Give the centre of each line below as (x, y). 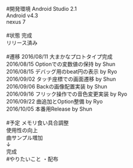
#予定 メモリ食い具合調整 (37, 123)
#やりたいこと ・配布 (32, 159)
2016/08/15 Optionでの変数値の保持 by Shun (61, 64)
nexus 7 (16, 22)
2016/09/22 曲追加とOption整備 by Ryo (55, 101)
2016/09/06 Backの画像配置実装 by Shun (57, 86)
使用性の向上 (22, 130)
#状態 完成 (19, 35)
